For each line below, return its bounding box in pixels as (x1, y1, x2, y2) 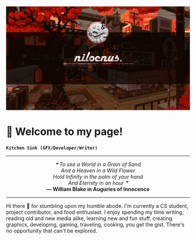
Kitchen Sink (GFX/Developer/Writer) (6, 145, 98, 151)
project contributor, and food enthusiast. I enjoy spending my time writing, (6, 208, 184, 216)
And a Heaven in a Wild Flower (61, 167, 135, 174)
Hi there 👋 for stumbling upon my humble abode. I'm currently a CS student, (6, 203, 188, 210)
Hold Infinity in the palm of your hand (53, 173, 143, 180)
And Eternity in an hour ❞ (68, 179, 128, 187)
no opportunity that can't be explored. (6, 227, 97, 234)
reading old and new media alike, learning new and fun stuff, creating (6, 215, 173, 222)
